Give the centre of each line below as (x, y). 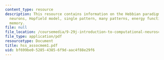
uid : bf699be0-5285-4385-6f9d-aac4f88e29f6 (50, 50)
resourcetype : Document (29, 41)
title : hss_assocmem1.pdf (31, 45)
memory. (17, 23)
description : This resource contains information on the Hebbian (73, 14)
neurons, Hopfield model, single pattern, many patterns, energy (77, 18)
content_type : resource (29, 9)
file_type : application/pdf (34, 37)
